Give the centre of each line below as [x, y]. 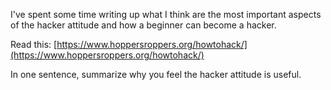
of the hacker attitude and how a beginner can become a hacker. [143, 25]
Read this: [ [34, 44]
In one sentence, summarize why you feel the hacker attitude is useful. [156, 74]
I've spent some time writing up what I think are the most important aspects [166, 14]
